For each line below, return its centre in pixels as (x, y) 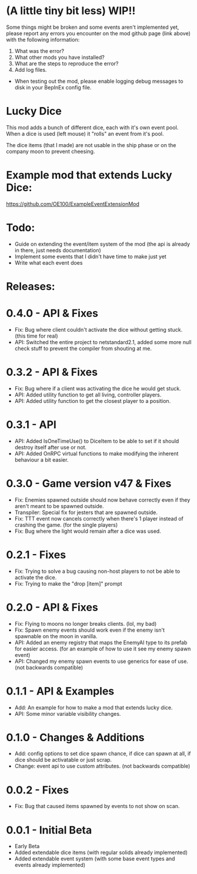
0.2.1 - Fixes (36, 555)
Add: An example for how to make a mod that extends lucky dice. (94, 708)
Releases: (31, 286)
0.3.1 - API (31, 425)
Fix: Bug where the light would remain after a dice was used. (88, 531)
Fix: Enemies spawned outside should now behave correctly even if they (102, 500)
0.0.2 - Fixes (38, 790)
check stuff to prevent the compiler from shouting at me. (83, 348)
